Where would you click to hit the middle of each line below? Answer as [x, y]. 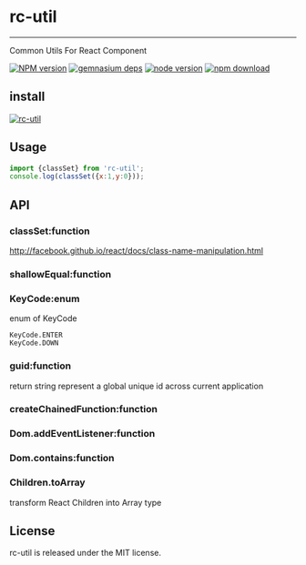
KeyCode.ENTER [36, 335]
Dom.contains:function [62, 459]
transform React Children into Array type [86, 502]
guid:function [40, 366]
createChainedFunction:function [83, 409]
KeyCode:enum [45, 298]
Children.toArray [47, 482]
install [27, 97]
